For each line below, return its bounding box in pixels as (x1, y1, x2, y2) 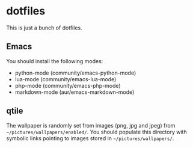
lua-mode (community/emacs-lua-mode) (14, 75, 117, 82)
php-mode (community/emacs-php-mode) (14, 82, 121, 89)
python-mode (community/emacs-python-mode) (14, 69, 136, 76)
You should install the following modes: (6, 57, 103, 64)
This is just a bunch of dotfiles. (6, 24, 82, 31)
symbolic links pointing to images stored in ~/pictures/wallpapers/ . (6, 134, 174, 142)
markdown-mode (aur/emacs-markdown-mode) (14, 88, 135, 96)
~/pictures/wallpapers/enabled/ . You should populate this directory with (6, 128, 188, 135)
